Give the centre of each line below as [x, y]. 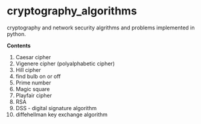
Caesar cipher [33, 57]
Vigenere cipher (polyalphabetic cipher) [65, 63]
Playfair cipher [33, 95]
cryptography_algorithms [72, 11]
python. [16, 34]
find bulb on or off [38, 76]
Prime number [33, 83]
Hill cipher [28, 69]
